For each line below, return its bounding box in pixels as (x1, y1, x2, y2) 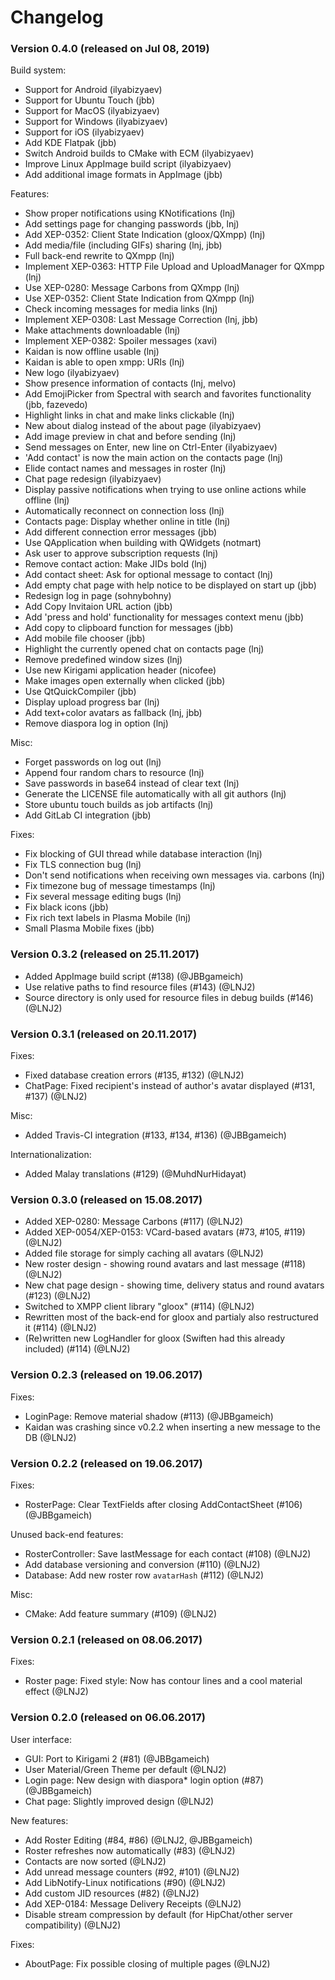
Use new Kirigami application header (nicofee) (24, 664, 217, 676)
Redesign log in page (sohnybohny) (24, 590, 172, 602)
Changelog (10, 6, 104, 29)
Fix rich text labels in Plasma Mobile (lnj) (24, 912, 192, 924)
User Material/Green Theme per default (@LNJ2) (24, 1763, 227, 1775)
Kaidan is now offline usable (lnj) (24, 346, 160, 358)
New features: (10, 1814, 69, 1826)
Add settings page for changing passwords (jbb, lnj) (24, 218, 240, 230)
